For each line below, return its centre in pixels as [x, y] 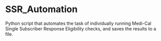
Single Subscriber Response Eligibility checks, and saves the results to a [81, 28]
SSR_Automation [42, 9]
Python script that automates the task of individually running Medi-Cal [78, 23]
